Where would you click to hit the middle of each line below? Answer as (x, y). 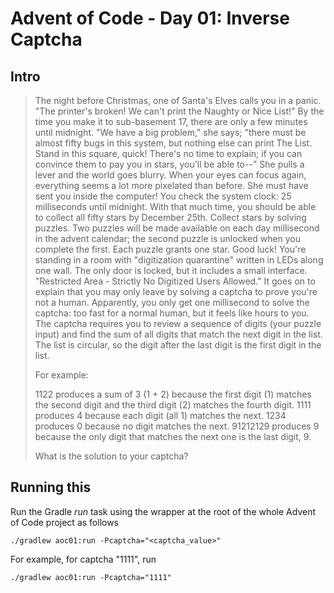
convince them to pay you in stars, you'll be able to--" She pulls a (169, 164)
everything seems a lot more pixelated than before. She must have (171, 185)
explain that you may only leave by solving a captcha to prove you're (176, 291)
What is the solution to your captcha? (111, 456)
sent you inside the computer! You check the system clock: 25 (163, 196)
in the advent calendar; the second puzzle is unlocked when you (168, 238)
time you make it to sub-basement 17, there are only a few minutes (171, 121)
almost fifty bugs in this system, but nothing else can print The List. (173, 143)
